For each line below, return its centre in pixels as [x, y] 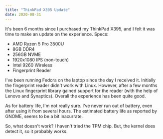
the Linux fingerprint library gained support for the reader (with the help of [81, 90]
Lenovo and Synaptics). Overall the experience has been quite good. [76, 96]
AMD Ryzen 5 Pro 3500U [38, 43]
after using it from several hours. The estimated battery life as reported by [81, 111]
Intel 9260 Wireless [32, 65]
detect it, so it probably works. [37, 131]
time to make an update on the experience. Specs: [57, 34]
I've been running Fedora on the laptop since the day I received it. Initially [81, 80]
